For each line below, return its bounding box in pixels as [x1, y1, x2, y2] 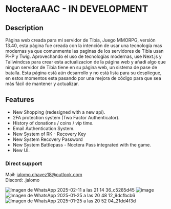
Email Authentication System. [12, 125, 75, 131]
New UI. [12, 147, 30, 153]
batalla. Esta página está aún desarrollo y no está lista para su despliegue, [5, 70, 162, 76]
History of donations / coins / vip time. [12, 120, 94, 126]
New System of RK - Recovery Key [12, 131, 86, 137]
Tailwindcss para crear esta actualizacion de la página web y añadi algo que [5, 59, 166, 65]
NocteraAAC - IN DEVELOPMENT [5, 3, 148, 15]
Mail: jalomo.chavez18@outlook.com [5, 172, 82, 178]
